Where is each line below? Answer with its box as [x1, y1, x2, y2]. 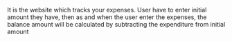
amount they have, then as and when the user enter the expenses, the [7, 13, 207, 21]
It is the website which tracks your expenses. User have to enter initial [7, 6, 207, 14]
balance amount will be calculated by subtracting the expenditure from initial [7, 20, 226, 28]
